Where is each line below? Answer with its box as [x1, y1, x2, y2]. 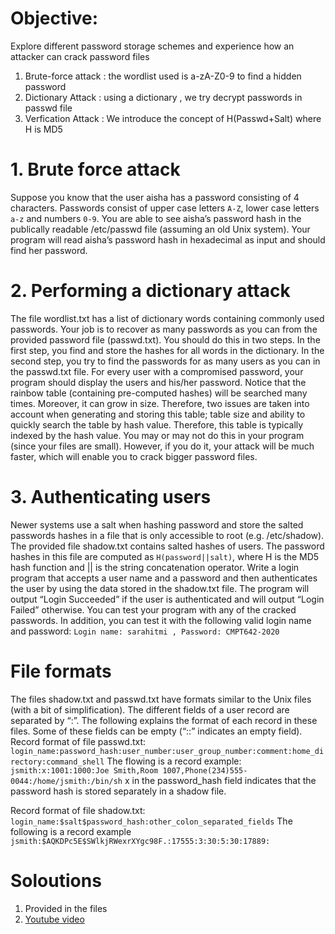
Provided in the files [24, 902, 108, 914]
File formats [10, 660, 112, 682]
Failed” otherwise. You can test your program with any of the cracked [10, 603, 297, 616]
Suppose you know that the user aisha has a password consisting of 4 [10, 191, 300, 203]
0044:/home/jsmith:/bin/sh [10, 776, 123, 786]
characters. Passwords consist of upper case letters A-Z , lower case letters [10, 202, 320, 214]
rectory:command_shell [10, 757, 105, 767]
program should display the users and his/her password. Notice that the [10, 376, 307, 388]
